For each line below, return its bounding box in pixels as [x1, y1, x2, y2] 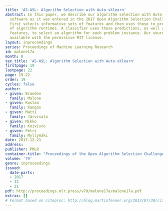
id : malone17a [5, 49, 35, 54]
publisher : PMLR [5, 147, 39, 152]
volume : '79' [5, 156, 32, 161]
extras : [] [5, 193, 28, 198]
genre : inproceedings [5, 160, 50, 165]
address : [5, 142, 23, 147]
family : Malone [9, 95, 41, 100]
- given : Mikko [5, 118, 37, 124]
